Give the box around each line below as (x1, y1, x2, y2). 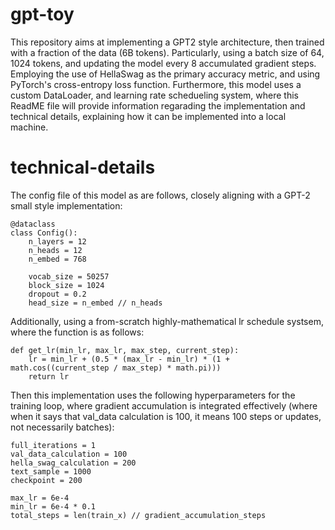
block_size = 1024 (28, 280, 105, 290)
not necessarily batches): (10, 421, 115, 433)
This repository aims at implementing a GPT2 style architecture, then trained (10, 36, 325, 48)
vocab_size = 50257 (28, 271, 110, 282)
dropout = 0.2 (28, 289, 87, 299)
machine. (10, 121, 49, 133)
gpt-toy (10, 3, 75, 26)
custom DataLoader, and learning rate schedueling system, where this (10, 89, 299, 101)
